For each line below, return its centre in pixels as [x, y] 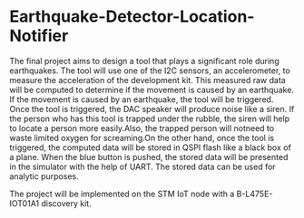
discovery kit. [66, 203]
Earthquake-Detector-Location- [132, 17]
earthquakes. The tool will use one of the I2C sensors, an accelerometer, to [150, 71]
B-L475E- [255, 194]
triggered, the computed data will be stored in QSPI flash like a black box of [151, 147]
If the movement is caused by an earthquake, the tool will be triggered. [142, 99]
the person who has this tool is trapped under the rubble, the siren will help [150, 118]
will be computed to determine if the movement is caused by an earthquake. [152, 90]
